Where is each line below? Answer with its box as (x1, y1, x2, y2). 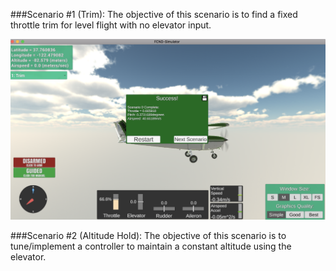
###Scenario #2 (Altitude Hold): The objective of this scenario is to (10, 229, 287, 241)
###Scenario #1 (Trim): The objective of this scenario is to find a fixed (10, 9, 298, 20)
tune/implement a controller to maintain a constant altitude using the (10, 240, 292, 252)
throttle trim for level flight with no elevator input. (10, 19, 212, 31)
